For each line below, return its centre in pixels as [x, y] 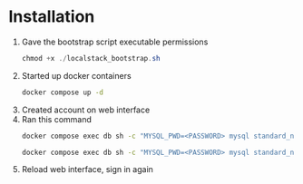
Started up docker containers [77, 75]
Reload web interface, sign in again [87, 169]
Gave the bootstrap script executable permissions [115, 42]
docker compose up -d [62, 92]
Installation [52, 17]
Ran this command [57, 119]
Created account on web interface [86, 110]
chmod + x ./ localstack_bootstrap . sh [91, 58]
